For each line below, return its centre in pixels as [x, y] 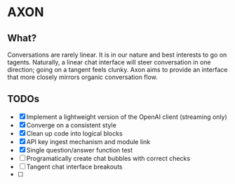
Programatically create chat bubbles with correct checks [108, 158]
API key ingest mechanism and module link [88, 141]
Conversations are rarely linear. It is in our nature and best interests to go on [117, 55]
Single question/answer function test [80, 150]
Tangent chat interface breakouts [74, 167]
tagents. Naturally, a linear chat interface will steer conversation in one [109, 62]
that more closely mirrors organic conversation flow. [82, 77]
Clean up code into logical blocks [74, 133]
